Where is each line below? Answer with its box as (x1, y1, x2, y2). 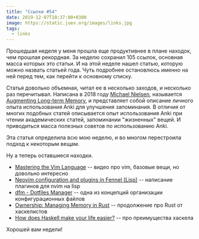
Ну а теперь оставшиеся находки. (6, 152, 93, 159)
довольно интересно (14, 170, 69, 177)
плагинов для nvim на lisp (14, 183, 81, 190)
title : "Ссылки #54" (6, 8, 58, 15)
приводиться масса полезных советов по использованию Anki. (6, 122, 169, 130)
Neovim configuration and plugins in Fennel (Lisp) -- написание (14, 176, 173, 183)
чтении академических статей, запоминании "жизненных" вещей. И (6, 116, 181, 123)
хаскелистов (14, 208, 48, 215)
